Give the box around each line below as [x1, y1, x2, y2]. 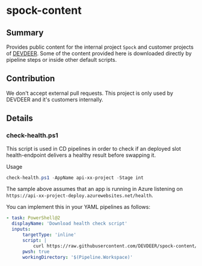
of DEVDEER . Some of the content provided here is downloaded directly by [6, 50, 192, 57]
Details [6, 113, 33, 124]
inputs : [11, 226, 31, 232]
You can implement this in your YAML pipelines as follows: [6, 204, 150, 211]
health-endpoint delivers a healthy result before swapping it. [6, 151, 156, 159]
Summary [6, 28, 44, 38]
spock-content [6, 4, 82, 17]
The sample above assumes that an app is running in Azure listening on [6, 186, 183, 193]
